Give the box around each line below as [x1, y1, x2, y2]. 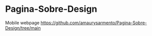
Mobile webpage [5, 20, 40, 26]
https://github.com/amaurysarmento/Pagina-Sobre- [40, 20, 147, 26]
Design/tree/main [5, 25, 41, 31]
